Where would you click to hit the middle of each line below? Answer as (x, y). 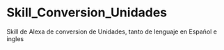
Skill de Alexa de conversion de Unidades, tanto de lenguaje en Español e (112, 32)
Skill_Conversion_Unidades (87, 13)
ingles (15, 38)
